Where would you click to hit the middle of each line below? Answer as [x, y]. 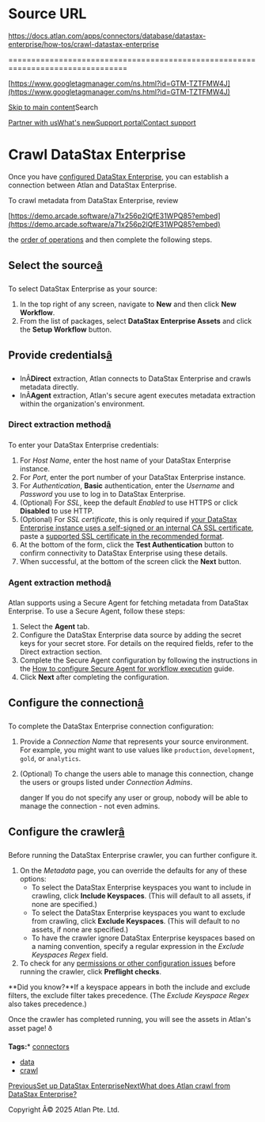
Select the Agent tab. [55, 627]
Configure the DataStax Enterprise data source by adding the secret [131, 635]
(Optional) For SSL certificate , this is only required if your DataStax [128, 519]
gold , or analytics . [50, 758]
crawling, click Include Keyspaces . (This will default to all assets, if [141, 895]
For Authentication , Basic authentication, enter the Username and [127, 486]
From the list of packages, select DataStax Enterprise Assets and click [136, 321]
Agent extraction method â [60, 582]
